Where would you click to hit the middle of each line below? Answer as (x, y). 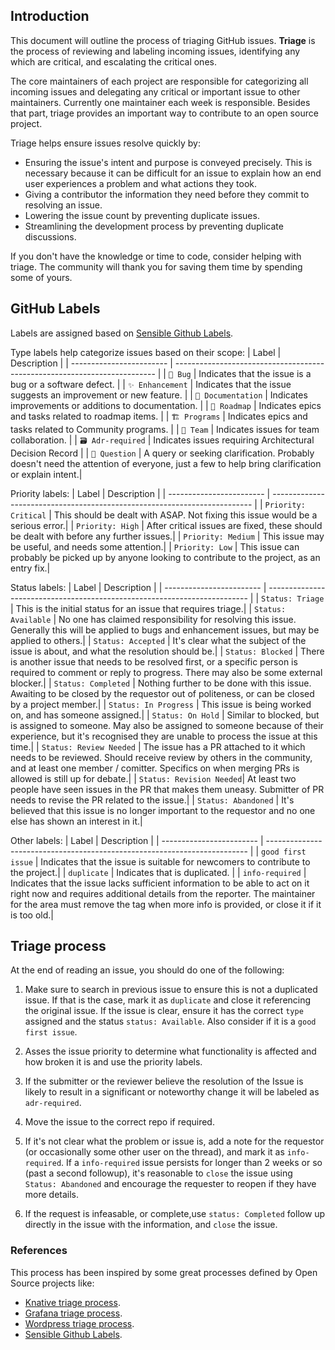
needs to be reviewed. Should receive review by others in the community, (161, 757)
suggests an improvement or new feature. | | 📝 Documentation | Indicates (159, 395)
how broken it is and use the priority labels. (113, 1062)
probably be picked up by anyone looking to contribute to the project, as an (165, 557)
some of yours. (41, 277)
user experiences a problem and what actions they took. (140, 183)
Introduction (50, 16)
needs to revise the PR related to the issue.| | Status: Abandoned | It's (152, 800)
